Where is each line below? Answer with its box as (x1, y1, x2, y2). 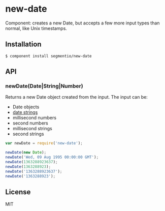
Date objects (12, 104, 40, 110)
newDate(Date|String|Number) (5, 82, 83, 89)
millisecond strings (12, 126, 52, 132)
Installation (5, 40, 42, 49)
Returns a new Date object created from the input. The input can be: (5, 94, 148, 100)
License (5, 188, 31, 196)
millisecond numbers (12, 115, 57, 121)
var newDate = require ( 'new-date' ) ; (5, 141, 83, 146)
